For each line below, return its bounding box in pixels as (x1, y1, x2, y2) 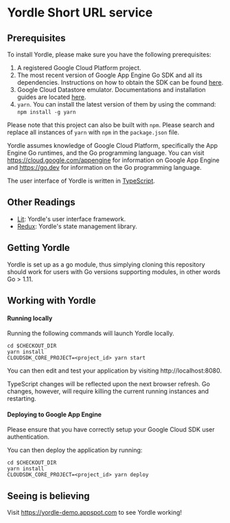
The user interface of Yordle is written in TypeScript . (7, 177, 156, 185)
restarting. (7, 394, 36, 403)
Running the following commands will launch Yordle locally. (7, 329, 175, 337)
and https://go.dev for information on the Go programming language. (7, 164, 202, 171)
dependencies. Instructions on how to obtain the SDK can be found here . (16, 78, 224, 87)
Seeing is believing (7, 490, 91, 502)
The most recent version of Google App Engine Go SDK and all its (16, 71, 203, 79)
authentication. (7, 433, 50, 441)
